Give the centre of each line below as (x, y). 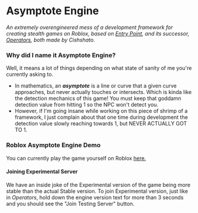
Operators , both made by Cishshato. (51, 40)
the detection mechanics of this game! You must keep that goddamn (98, 98)
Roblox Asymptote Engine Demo (53, 145)
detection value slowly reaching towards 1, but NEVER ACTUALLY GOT (101, 124)
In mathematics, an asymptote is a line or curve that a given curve (96, 86)
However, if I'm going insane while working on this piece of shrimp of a (101, 111)
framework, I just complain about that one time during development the (101, 117)
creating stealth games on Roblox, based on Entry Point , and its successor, (98, 33)
